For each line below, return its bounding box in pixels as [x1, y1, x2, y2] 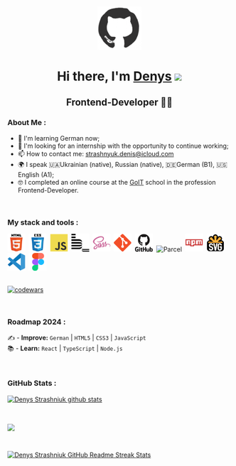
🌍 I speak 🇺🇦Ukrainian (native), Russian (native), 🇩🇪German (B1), [17, 160, 215, 168]
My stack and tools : [7, 217, 79, 227]
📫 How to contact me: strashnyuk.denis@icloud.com [17, 149, 174, 158]
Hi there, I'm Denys [56, 68, 172, 84]
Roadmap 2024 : [7, 317, 66, 327]
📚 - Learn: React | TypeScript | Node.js [7, 344, 123, 353]
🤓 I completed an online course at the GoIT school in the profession [17, 178, 216, 186]
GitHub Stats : [7, 379, 57, 389]
